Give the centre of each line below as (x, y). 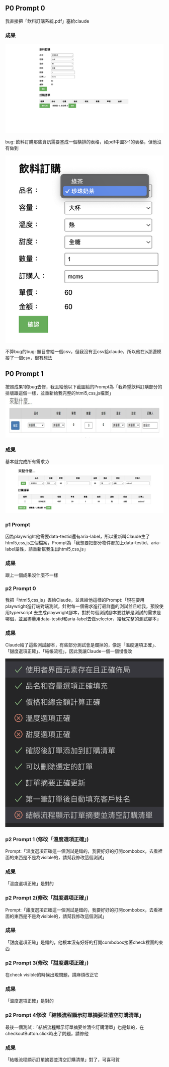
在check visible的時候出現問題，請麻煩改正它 (52, 975)
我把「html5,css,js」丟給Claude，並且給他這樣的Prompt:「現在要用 (75, 600)
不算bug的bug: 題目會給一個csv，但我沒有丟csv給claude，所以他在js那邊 (81, 351)
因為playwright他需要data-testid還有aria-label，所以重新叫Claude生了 (77, 536)
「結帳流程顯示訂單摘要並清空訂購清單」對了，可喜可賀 (62, 1060)
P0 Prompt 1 (24, 374)
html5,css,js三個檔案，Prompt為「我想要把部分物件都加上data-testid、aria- (83, 542)
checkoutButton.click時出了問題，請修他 (47, 1033)
